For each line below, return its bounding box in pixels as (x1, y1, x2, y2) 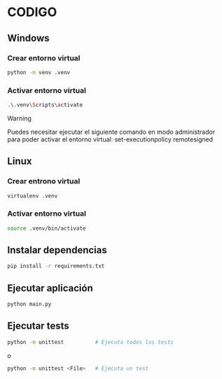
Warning (7, 113, 32, 123)
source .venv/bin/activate (7, 225, 86, 232)
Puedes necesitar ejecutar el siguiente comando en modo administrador (7, 128, 216, 136)
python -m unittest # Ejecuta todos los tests (7, 338, 174, 345)
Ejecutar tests (7, 320, 69, 332)
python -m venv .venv (7, 69, 71, 76)
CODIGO (7, 4, 57, 20)
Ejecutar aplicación (7, 282, 93, 294)
